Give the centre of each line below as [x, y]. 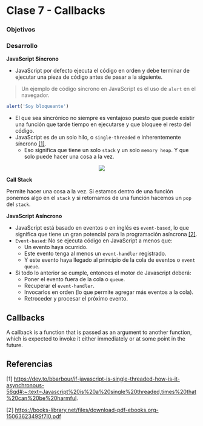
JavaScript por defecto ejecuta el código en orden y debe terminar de [102, 71]
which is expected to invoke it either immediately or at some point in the [96, 339]
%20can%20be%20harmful [42, 398]
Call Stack [19, 180]
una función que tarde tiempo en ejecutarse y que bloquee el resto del [103, 124]
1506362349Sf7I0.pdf [34, 416]
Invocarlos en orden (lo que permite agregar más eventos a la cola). [109, 292]
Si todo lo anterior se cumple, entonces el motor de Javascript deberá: [103, 273]
